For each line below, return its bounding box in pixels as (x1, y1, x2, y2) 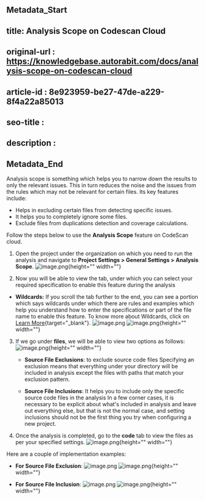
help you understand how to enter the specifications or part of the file (15, 306, 192, 313)
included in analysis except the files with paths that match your (24, 369, 184, 377)
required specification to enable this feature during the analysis (15, 282, 176, 289)
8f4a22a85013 (6, 96, 64, 107)
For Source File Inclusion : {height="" (15, 481, 177, 488)
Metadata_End (6, 159, 63, 169)
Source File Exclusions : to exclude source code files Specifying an (24, 356, 195, 364)
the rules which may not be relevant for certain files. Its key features (6, 188, 179, 196)
